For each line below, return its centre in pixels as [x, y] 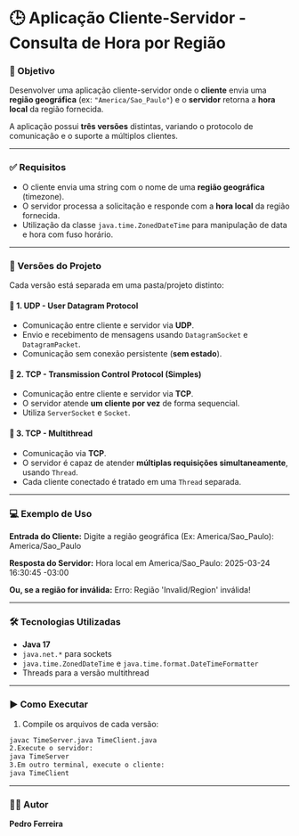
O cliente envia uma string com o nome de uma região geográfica [143, 187]
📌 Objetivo [32, 71]
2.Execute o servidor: [51, 749]
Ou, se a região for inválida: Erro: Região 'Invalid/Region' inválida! [130, 589]
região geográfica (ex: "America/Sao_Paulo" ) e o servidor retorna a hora [142, 100]
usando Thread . [50, 472]
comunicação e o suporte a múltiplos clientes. [93, 136]
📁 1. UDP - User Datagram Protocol [74, 306]
